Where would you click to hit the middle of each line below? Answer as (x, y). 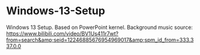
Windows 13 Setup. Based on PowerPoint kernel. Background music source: (99, 27)
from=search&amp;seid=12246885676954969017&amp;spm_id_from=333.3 (100, 40)
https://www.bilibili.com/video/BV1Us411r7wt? (62, 33)
